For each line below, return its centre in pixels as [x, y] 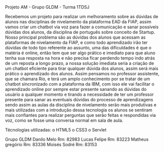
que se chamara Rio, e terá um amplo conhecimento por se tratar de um [78, 79]
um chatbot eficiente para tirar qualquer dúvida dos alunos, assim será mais [82, 68]
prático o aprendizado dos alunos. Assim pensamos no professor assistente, [82, 74]
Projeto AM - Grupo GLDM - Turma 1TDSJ [47, 7]
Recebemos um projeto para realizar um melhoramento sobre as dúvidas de [82, 16]
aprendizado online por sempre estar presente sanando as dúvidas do [76, 89]
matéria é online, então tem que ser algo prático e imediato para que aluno [80, 53]
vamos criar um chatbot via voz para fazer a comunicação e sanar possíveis [82, 27]
